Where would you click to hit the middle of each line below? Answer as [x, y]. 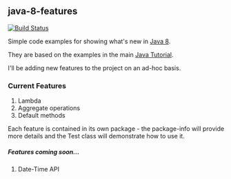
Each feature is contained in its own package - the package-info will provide [116, 129]
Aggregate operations [49, 108]
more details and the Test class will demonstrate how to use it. [96, 136]
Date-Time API [38, 169]
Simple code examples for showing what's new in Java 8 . [89, 41]
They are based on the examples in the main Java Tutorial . [91, 54]
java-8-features [43, 11]
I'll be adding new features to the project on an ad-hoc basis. [94, 67]
